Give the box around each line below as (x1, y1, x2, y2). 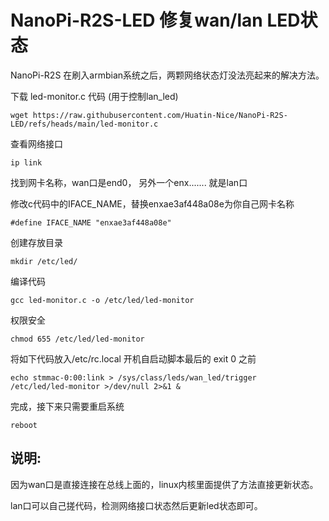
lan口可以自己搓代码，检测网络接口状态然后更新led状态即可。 (10, 499, 263, 511)
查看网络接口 (10, 137, 63, 150)
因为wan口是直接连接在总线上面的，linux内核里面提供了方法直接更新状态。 (10, 478, 319, 490)
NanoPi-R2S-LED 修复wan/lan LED (10, 9, 301, 32)
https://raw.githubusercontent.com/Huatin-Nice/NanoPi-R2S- (32, 110, 288, 120)
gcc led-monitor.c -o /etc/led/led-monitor (10, 295, 195, 305)
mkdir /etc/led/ (10, 256, 78, 266)
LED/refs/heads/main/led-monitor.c (10, 119, 159, 129)
